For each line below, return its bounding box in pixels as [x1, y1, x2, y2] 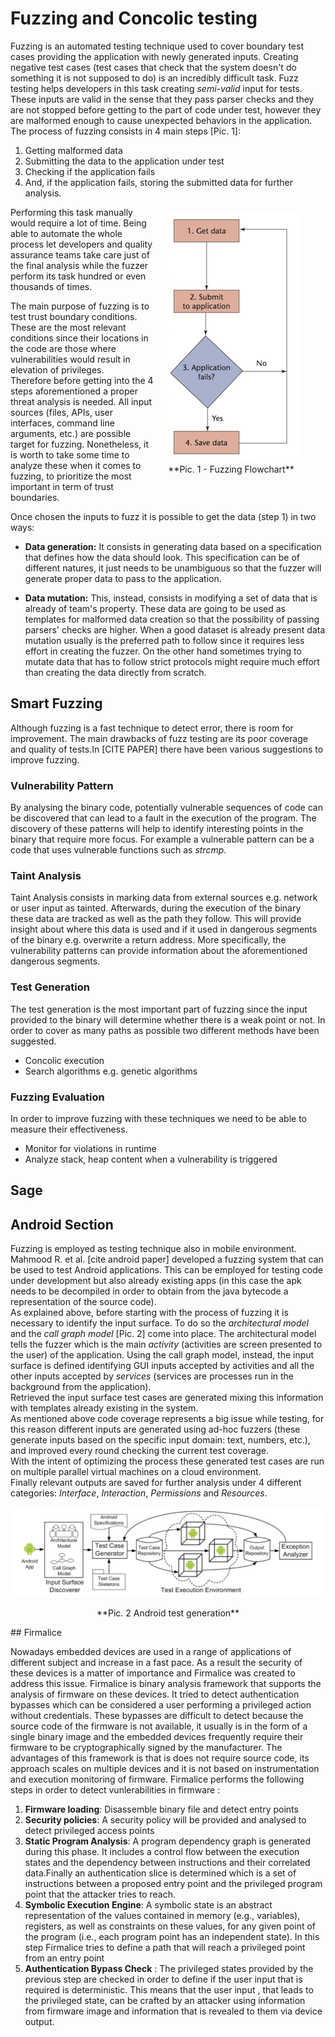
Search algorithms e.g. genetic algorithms [24, 1065, 198, 1077]
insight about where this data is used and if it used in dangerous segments [10, 923, 318, 936]
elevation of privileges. [10, 363, 105, 376]
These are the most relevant [10, 321, 127, 333]
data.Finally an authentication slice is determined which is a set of [24, 1867, 297, 1879]
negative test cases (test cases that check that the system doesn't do [10, 61, 297, 73]
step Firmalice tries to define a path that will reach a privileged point [24, 1941, 306, 1953]
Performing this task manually [10, 206, 133, 218]
